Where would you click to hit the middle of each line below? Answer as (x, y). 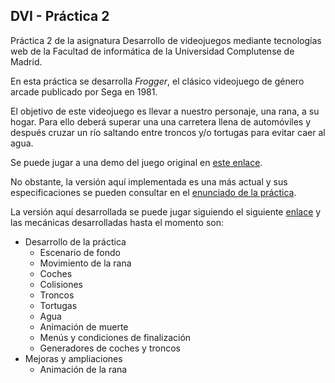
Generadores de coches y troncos (110, 348)
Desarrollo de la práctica (75, 241)
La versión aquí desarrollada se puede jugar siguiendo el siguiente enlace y (166, 211)
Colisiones (61, 284)
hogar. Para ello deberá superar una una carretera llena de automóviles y (161, 121)
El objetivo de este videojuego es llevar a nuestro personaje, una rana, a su (165, 111)
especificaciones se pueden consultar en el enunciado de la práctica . (153, 192)
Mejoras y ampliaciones (73, 358)
